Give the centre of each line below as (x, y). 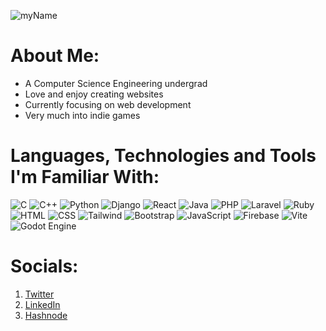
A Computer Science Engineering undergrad (116, 83)
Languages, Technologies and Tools (163, 156)
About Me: (55, 56)
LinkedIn (42, 304)
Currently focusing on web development (108, 104)
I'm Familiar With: (85, 177)
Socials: (44, 266)
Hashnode (46, 315)
